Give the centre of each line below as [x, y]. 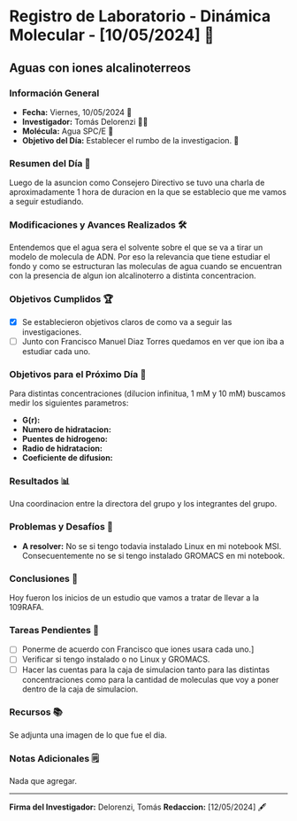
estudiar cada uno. [56, 351]
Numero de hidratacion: [67, 430]
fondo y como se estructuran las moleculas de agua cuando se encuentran [146, 267]
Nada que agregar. [43, 781]
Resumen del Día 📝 [50, 163]
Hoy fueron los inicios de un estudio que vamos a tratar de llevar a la [134, 598]
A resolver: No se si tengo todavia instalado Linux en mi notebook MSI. [152, 546]
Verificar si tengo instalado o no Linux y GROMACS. [116, 659]
